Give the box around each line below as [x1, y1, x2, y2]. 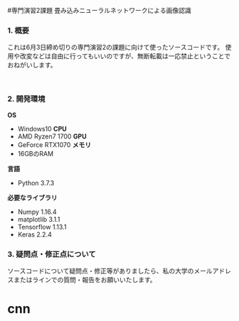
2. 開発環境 [7, 94, 46, 104]
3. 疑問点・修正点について [7, 249, 96, 259]
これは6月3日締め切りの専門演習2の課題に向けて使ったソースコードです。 [7, 43, 224, 52]
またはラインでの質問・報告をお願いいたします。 [13, 275, 156, 284]
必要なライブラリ [7, 193, 58, 202]
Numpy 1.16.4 [17, 207, 57, 216]
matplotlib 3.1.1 [17, 214, 60, 224]
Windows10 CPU [17, 124, 67, 133]
